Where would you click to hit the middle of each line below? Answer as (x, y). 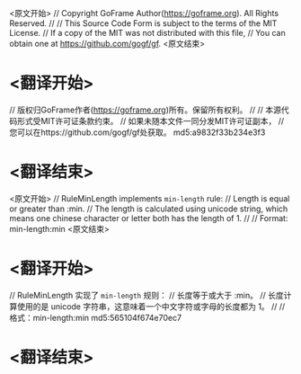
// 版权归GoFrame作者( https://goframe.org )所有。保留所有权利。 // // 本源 (145, 110)
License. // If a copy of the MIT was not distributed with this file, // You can (147, 33)
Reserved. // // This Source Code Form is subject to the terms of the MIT (143, 23)
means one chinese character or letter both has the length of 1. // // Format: (149, 218)
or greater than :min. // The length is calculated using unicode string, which (149, 209)
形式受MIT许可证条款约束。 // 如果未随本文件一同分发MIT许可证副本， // (150, 120)
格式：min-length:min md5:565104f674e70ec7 (96, 317)
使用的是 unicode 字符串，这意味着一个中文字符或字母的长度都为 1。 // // (151, 306)
